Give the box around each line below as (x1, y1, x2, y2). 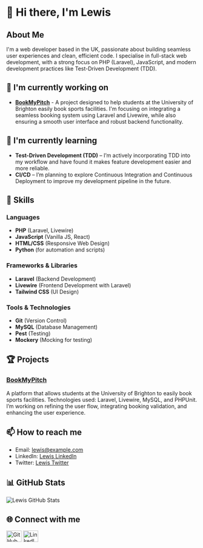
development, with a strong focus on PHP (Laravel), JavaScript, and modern (6, 59, 197, 65)
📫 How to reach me (6, 427, 82, 437)
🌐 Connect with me (6, 514, 81, 524)
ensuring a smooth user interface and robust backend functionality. (15, 118, 184, 125)
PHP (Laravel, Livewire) (15, 227, 74, 234)
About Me (6, 30, 44, 40)
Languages (6, 213, 41, 221)
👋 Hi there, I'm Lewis (6, 5, 111, 19)
